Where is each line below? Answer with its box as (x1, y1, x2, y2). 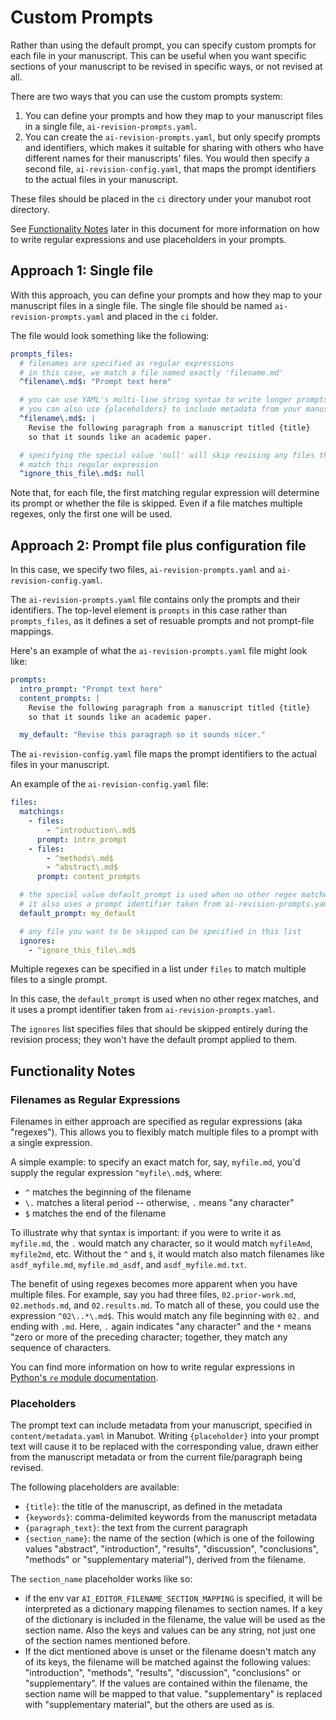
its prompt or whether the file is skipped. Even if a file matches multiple (10, 497, 303, 510)
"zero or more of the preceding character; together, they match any (10, 1331, 288, 1343)
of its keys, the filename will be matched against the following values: (24, 1656, 311, 1668)
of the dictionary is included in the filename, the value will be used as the (24, 1614, 326, 1626)
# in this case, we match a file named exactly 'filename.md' (19, 367, 284, 378)
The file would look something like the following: (10, 329, 210, 341)
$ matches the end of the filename (24, 1207, 167, 1220)
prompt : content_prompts (36, 872, 141, 882)
